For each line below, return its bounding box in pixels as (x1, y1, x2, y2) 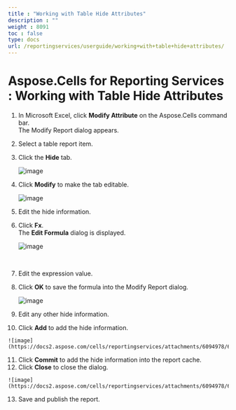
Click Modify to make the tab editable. (18, 180, 129, 189)
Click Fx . (18, 221, 44, 229)
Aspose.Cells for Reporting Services (8, 73, 225, 89)
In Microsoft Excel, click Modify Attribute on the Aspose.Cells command (18, 111, 228, 119)
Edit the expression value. (18, 269, 93, 278)
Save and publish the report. (18, 395, 100, 403)
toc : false (8, 29, 43, 37)
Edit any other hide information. (18, 310, 109, 318)
